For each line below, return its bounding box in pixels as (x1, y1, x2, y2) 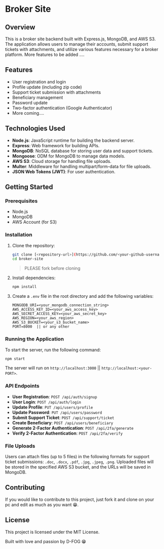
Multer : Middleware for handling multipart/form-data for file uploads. (12, 163, 152, 169)
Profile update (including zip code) (12, 84, 82, 90)
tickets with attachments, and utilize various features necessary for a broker (5, 47, 159, 52)
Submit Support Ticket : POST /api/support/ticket (12, 415, 115, 420)
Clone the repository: (12, 242, 55, 248)
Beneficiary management (12, 94, 63, 100)
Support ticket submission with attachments (12, 89, 101, 95)
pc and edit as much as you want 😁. (5, 501, 79, 507)
